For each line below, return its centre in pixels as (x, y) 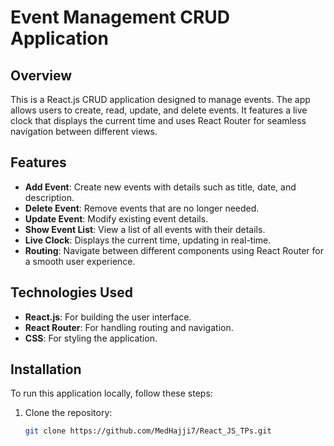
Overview (41, 75)
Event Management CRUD (120, 17)
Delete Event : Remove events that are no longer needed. (142, 208)
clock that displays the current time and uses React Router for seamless (158, 120)
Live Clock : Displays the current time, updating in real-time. (148, 240)
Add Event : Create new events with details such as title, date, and (160, 187)
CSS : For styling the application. (91, 338)
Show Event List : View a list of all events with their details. (145, 229)
